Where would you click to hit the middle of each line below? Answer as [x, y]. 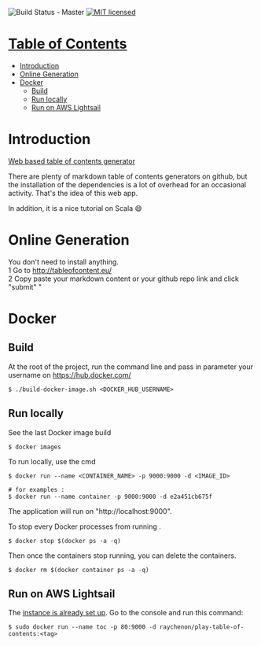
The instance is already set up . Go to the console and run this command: [126, 613]
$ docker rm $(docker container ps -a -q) [79, 570]
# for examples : [37, 489]
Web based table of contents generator [72, 161]
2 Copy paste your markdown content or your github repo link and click [124, 279]
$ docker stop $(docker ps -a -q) [65, 541]
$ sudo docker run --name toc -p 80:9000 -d [82, 627]
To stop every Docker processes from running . [85, 526]
